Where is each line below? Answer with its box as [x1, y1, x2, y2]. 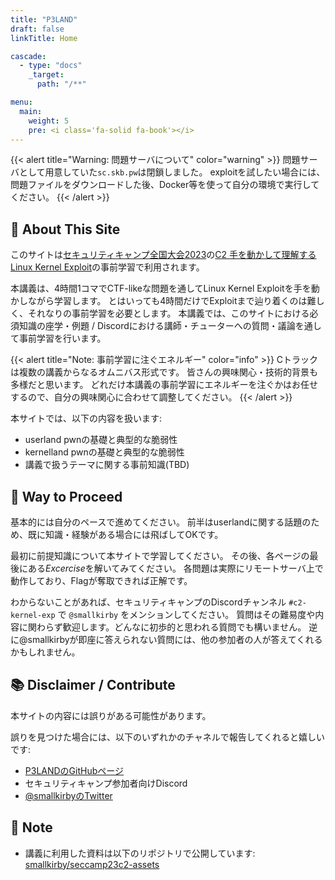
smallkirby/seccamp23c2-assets [24, 858, 160, 870]
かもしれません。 [10, 646, 81, 658]
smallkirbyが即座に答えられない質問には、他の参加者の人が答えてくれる [27, 634, 323, 645]
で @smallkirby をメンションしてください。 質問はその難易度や [57, 609, 316, 620]
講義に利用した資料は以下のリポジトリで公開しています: [24, 847, 256, 859]
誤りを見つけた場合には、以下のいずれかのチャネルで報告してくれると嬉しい [10, 731, 326, 743]
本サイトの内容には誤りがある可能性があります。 [10, 709, 212, 721]
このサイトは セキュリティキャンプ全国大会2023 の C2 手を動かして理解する [10, 249, 317, 261]
